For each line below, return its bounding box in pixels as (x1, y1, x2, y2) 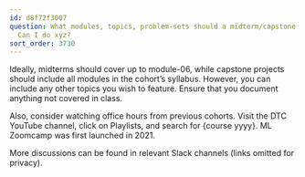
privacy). (9, 157, 43, 169)
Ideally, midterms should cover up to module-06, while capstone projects (9, 64, 285, 75)
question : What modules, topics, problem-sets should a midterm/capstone (9, 22, 297, 31)
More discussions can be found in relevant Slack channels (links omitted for (9, 148, 295, 159)
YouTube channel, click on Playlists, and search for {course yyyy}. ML (9, 120, 272, 131)
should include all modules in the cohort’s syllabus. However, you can (9, 74, 271, 85)
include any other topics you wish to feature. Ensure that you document (9, 83, 279, 94)
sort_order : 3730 (9, 38, 76, 48)
